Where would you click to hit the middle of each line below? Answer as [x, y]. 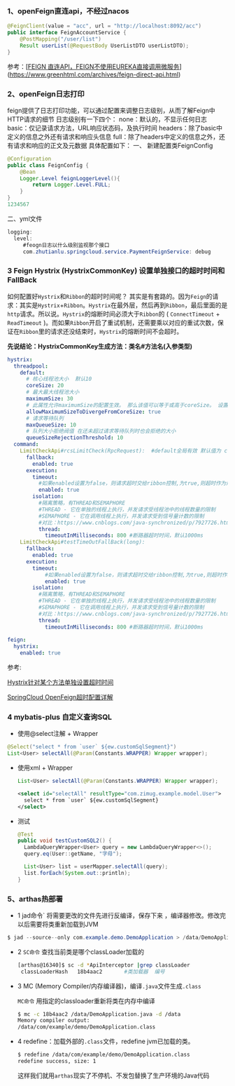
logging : [20, 232]
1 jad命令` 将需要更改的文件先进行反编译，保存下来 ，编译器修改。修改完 [121, 915]
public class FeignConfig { [48, 165]
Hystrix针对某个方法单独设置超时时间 [60, 683]
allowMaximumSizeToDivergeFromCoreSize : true [93, 412]
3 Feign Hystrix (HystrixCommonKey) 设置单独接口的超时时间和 [116, 271]
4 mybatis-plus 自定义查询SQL [60, 717]
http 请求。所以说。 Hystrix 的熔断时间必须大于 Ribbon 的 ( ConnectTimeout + [114, 314]
